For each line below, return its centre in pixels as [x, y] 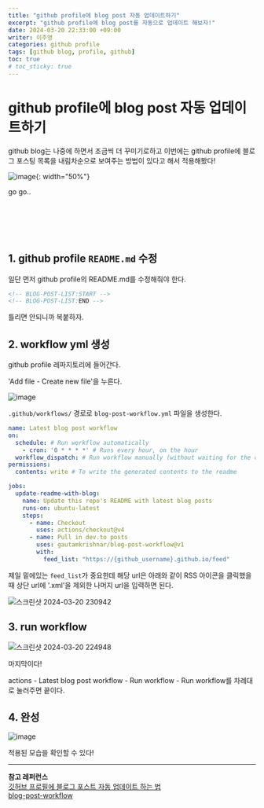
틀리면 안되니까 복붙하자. [46, 317]
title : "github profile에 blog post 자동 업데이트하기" [94, 15]
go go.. [20, 191]
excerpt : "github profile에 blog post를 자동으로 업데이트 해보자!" [112, 23]
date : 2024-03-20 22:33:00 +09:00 [65, 30]
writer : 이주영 [31, 37]
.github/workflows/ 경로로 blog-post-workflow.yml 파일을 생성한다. [115, 413]
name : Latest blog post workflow [63, 428]
